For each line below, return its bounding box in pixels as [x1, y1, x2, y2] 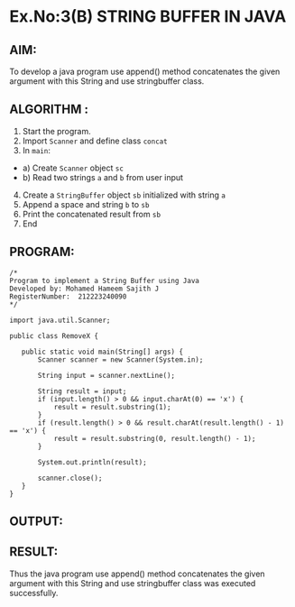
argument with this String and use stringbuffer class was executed [9, 577, 256, 588]
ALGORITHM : [9, 102, 88, 117]
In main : [22, 144, 51, 155]
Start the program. [22, 125, 92, 136]
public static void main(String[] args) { [21, 347, 183, 356]
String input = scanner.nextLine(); [37, 371, 176, 380]
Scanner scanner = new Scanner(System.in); [37, 354, 204, 364]
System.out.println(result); [37, 457, 147, 466]
